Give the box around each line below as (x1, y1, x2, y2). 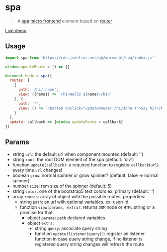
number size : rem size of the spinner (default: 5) (12, 183, 112, 189)
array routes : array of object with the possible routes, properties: (12, 193, 146, 199)
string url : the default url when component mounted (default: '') (12, 151, 144, 157)
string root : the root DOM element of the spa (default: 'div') (12, 156, 134, 162)
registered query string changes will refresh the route (34, 241, 144, 247)
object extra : (27, 220, 54, 226)
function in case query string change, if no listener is (34, 236, 143, 242)
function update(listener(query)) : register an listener (34, 231, 145, 237)
